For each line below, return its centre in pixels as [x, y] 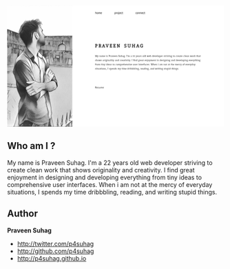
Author [22, 213]
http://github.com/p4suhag [55, 251]
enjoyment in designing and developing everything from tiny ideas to [104, 177]
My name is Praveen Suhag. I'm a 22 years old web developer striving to [110, 162]
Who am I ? [31, 146]
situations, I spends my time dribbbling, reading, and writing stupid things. [112, 192]
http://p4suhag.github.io [52, 258]
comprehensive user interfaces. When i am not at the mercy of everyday [110, 184]
